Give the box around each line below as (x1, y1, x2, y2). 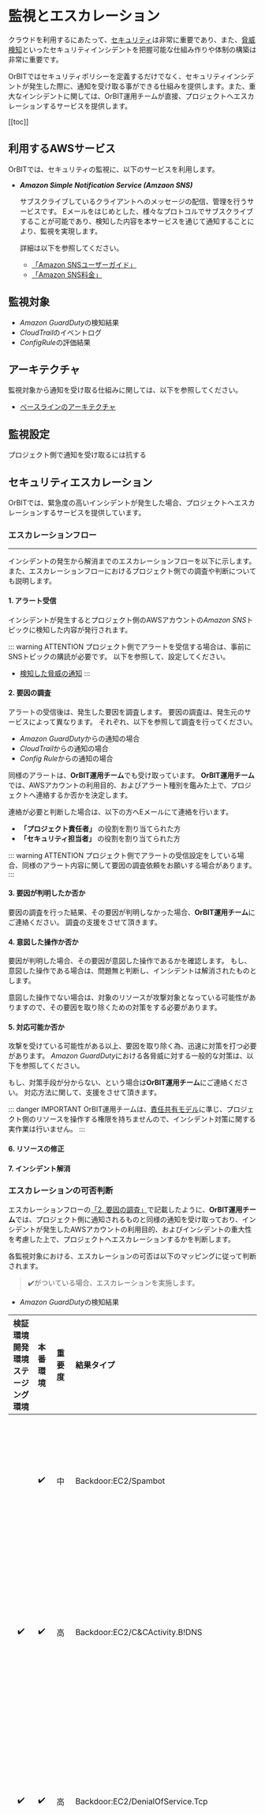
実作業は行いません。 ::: (8, 1125, 85, 1134)
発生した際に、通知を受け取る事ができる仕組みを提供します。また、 (28, 81, 249, 91)
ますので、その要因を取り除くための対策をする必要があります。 (14, 1003, 222, 1012)
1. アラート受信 (8, 595, 57, 605)
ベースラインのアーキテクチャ (19, 402, 117, 412)
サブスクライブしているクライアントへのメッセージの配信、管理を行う (19, 196, 248, 206)
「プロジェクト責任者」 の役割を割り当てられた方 (19, 824, 181, 833)
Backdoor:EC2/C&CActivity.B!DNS (75, 1626, 203, 1638)
